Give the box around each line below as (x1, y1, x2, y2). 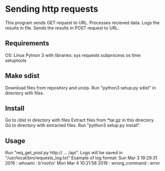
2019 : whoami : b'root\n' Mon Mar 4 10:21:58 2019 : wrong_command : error (5, 160, 160, 166)
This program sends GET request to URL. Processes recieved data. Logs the (5, 20, 160, 26)
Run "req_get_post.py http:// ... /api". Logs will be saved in (5, 150, 123, 156)
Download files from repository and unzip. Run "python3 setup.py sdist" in (5, 85, 156, 90)
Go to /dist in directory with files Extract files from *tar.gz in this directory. (5, 117, 155, 123)
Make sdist (5, 72, 40, 80)
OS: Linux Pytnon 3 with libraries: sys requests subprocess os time (5, 52, 141, 58)
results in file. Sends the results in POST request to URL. (5, 25, 119, 30)
